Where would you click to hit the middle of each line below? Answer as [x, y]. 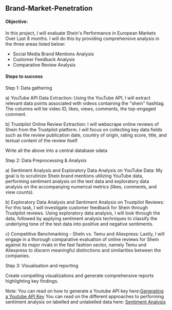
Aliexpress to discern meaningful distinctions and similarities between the [83, 250]
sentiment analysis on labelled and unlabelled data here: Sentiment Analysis [85, 302]
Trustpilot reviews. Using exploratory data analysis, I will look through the [83, 213]
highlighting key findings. [32, 281]
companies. [18, 256]
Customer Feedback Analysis [44, 59]
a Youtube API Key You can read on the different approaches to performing [85, 296]
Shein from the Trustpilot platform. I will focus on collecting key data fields [84, 129]
